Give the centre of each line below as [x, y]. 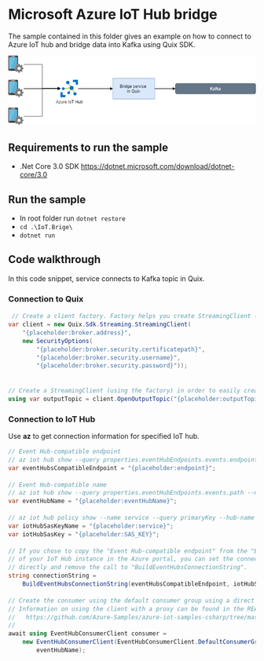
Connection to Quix [46, 298]
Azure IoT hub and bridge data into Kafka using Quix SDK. [102, 44]
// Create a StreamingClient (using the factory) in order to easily [125, 391]
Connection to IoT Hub [52, 419]
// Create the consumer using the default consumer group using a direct [132, 601]
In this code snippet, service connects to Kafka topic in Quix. [106, 278]
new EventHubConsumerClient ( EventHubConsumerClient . [110, 642]
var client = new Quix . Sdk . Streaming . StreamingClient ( [100, 325]
